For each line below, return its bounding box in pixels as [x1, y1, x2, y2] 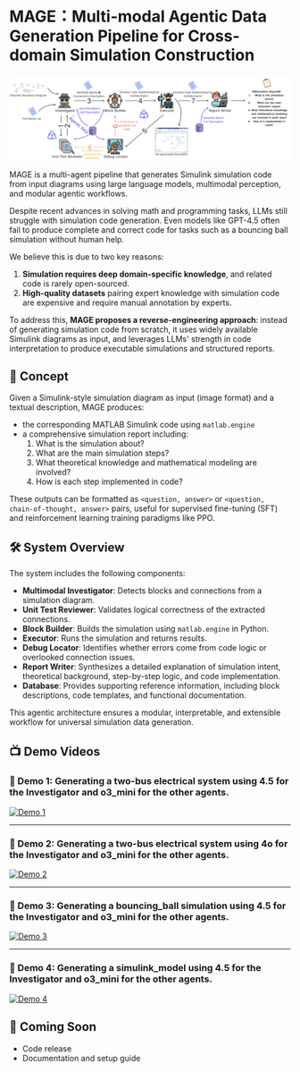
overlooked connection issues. [21, 652, 136, 663]
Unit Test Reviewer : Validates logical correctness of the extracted [21, 604, 266, 616]
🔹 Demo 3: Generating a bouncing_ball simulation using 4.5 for [9, 899, 287, 912]
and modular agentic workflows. [9, 188, 128, 199]
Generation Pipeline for [9, 26, 185, 47]
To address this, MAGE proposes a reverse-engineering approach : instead [9, 314, 288, 325]
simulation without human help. [9, 234, 125, 244]
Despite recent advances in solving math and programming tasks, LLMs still [9, 205, 288, 216]
